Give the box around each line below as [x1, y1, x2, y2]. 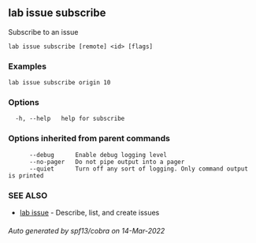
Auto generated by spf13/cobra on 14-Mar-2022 [8, 226, 165, 235]
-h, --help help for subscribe [15, 114, 125, 123]
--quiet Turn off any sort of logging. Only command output [28, 165, 248, 173]
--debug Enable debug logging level [28, 151, 168, 159]
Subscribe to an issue [8, 27, 79, 36]
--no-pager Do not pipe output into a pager [28, 158, 185, 166]
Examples [8, 61, 47, 72]
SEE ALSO [8, 189, 48, 200]
